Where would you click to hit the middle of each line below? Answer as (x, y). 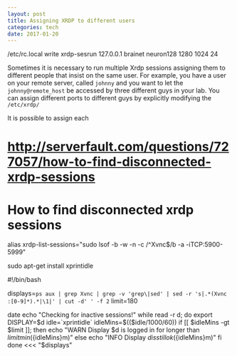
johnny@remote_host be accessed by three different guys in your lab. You (114, 90)
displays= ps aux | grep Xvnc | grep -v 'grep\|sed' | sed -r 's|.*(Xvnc (117, 293)
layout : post (27, 14)
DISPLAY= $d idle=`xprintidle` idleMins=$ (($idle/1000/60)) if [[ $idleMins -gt (118, 323)
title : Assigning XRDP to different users (71, 21)
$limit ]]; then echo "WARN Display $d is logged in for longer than (104, 330)
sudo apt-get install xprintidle (51, 266)
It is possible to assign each (48, 118)
